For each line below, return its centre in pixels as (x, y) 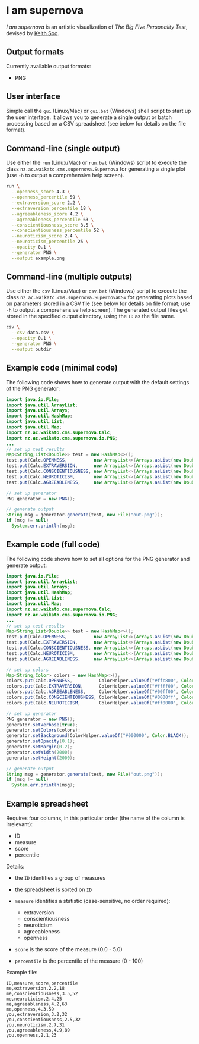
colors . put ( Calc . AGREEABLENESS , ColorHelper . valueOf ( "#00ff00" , (92, 692)
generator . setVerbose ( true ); (42, 725)
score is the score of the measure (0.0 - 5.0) (68, 949)
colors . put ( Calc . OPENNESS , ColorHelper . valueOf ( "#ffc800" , (92, 681)
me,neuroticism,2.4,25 (34, 999)
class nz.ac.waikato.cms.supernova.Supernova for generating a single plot (96, 169)
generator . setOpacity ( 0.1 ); (41, 741)
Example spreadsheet (47, 804)
